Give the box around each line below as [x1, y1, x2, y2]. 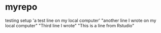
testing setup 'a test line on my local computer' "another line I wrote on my [5, 17, 157, 23]
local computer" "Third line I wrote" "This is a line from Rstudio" [5, 22, 134, 28]
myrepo [5, 1, 38, 13]
